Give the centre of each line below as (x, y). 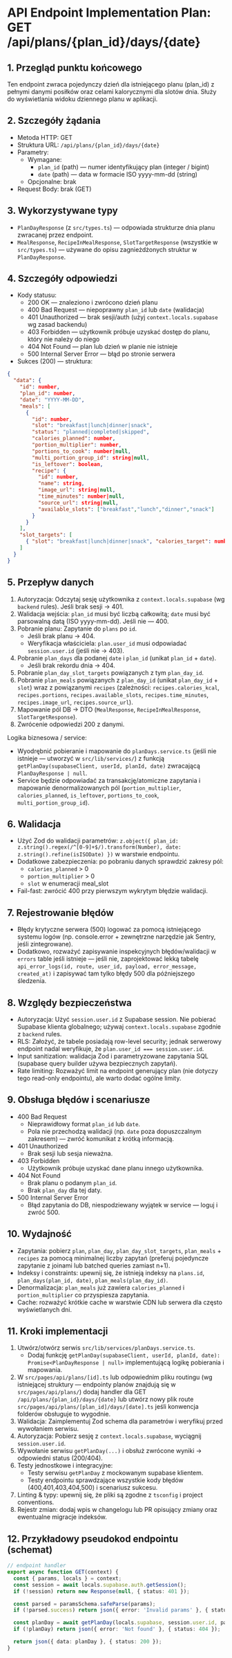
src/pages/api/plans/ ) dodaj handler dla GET (82, 1392)
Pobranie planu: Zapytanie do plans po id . (77, 629)
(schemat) (30, 1550)
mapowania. (45, 1370)
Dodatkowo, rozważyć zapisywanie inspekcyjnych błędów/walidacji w (116, 952)
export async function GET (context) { (63, 1572)
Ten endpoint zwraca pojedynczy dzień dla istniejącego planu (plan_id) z (111, 84)
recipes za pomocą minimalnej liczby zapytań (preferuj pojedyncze (113, 1258)
